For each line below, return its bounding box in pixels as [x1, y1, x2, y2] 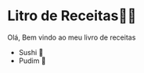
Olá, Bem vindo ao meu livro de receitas [7, 33, 136, 42]
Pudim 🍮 [18, 56, 46, 65]
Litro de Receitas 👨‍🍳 [7, 7, 137, 25]
